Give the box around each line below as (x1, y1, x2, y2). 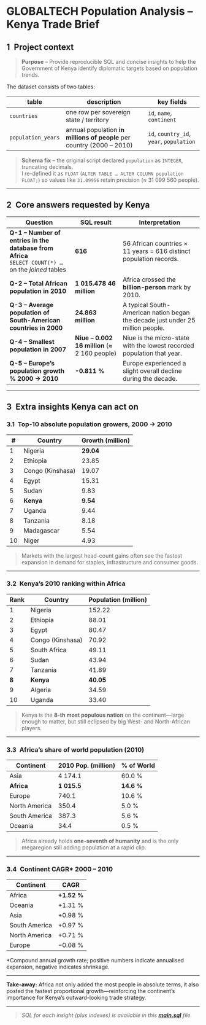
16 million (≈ (75, 341, 113, 349)
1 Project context (6, 42, 74, 52)
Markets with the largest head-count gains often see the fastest (21, 551, 183, 559)
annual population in (65, 126, 124, 134)
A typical (122, 300, 148, 309)
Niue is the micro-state (122, 333, 190, 342)
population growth (9, 367, 65, 375)
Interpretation (139, 218, 181, 227)
